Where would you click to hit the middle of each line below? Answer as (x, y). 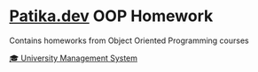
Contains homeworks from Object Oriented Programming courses (129, 40)
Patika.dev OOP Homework (111, 16)
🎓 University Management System (74, 58)
